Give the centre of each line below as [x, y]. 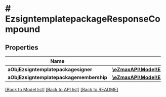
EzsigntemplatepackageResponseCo [83, 19]
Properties [22, 47]
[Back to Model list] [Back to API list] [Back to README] [62, 89]
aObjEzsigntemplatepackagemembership [58, 77]
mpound [23, 29]
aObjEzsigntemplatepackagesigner [50, 69]
